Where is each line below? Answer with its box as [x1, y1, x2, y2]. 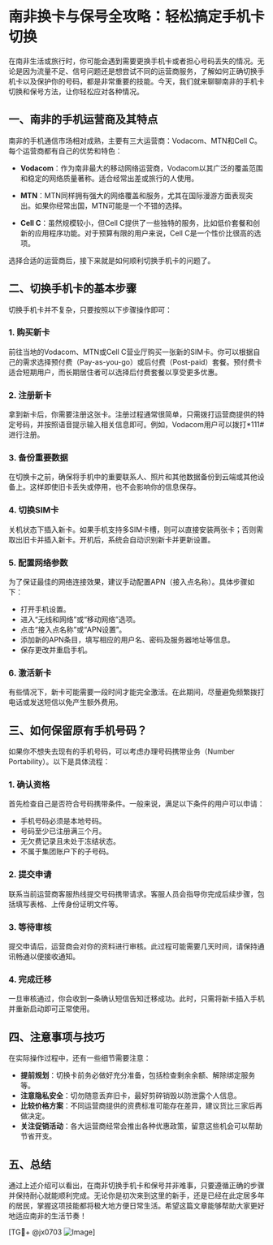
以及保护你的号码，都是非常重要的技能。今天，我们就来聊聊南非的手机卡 [22, 76, 265, 86]
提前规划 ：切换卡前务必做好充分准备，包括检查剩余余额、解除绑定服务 [19, 1070, 256, 1080]
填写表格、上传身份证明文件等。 [15, 899, 123, 909]
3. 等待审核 [8, 921, 52, 932]
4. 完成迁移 [8, 974, 52, 985]
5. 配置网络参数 [8, 557, 68, 568]
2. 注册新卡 [8, 389, 52, 400]
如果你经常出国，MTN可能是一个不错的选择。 [34, 201, 187, 210]
